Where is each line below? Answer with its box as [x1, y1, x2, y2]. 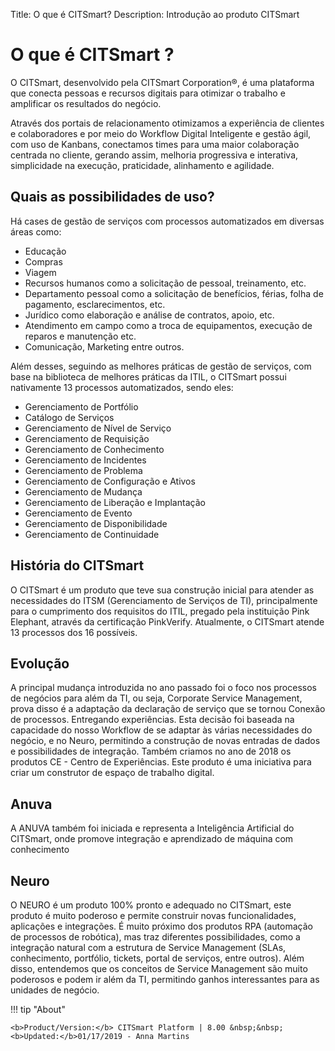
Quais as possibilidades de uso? [10, 189, 215, 206]
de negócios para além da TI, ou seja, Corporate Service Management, [10, 692, 303, 704]
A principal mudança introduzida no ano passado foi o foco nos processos [10, 682, 317, 694]
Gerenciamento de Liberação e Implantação [24, 496, 206, 508]
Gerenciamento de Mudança [24, 485, 143, 498]
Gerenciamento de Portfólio [24, 400, 139, 413]
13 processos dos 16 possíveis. [10, 626, 138, 638]
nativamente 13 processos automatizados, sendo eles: [10, 381, 234, 393]
